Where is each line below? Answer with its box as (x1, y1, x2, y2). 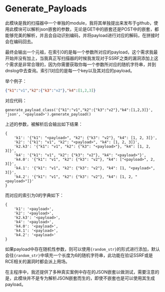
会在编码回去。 (5, 38, 35, 45)
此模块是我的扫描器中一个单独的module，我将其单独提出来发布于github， (5, 20, 154, 26)
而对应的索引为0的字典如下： (5, 192, 64, 198)
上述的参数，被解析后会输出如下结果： (5, 121, 83, 127)
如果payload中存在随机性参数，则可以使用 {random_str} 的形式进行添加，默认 (5, 246, 160, 252)
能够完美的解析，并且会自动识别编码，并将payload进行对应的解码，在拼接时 (5, 32, 160, 38)
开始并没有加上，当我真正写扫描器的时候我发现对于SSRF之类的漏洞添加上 (5, 55, 154, 61)
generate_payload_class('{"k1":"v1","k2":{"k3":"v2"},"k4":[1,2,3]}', (5, 107, 153, 112)
